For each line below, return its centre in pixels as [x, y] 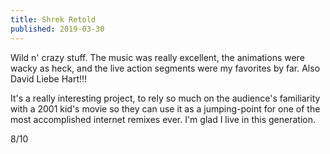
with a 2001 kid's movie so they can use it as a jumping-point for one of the [165, 108]
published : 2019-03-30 [57, 29]
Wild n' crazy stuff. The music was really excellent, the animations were [157, 57]
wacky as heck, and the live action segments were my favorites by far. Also [165, 68]
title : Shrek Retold [53, 19]
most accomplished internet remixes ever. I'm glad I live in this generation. [163, 119]
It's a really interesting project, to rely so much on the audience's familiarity [165, 98]
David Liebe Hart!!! [49, 78]
